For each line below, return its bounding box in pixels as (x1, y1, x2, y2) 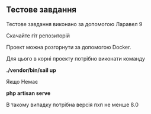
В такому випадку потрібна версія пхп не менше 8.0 (6, 101, 139, 108)
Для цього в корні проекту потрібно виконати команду (6, 55, 145, 62)
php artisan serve (6, 89, 51, 97)
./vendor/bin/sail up (6, 66, 56, 74)
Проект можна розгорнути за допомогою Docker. (6, 43, 131, 50)
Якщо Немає (6, 78, 38, 85)
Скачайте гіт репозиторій (6, 32, 70, 39)
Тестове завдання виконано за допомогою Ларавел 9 (6, 20, 143, 27)
